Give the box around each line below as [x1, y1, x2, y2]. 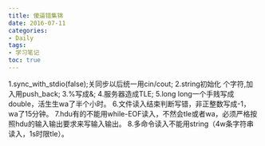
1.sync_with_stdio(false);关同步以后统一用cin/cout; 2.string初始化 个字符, [8, 79, 247, 89]
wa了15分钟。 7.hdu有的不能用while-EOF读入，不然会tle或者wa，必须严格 [8, 109, 251, 118]
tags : [8, 41, 26, 49]
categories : [8, 26, 48, 34]
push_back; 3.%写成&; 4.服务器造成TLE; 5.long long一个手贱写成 [22, 89, 235, 98]
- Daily [8, 34, 34, 42]
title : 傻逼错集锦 [8, 11, 64, 20]
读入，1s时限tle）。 [8, 128, 69, 138]
